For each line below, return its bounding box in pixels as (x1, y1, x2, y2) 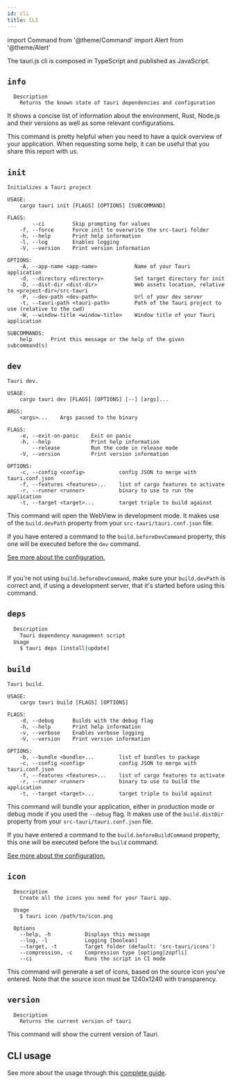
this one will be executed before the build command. (7, 838, 159, 846)
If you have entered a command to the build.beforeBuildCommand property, (7, 831, 221, 839)
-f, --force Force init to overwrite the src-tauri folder (19, 227, 209, 233)
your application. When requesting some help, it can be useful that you (7, 140, 210, 148)
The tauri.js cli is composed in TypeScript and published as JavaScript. (7, 56, 210, 65)
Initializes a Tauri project (7, 184, 92, 191)
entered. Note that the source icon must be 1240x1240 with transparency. (7, 974, 218, 983)
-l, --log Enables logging (19, 239, 119, 246)
